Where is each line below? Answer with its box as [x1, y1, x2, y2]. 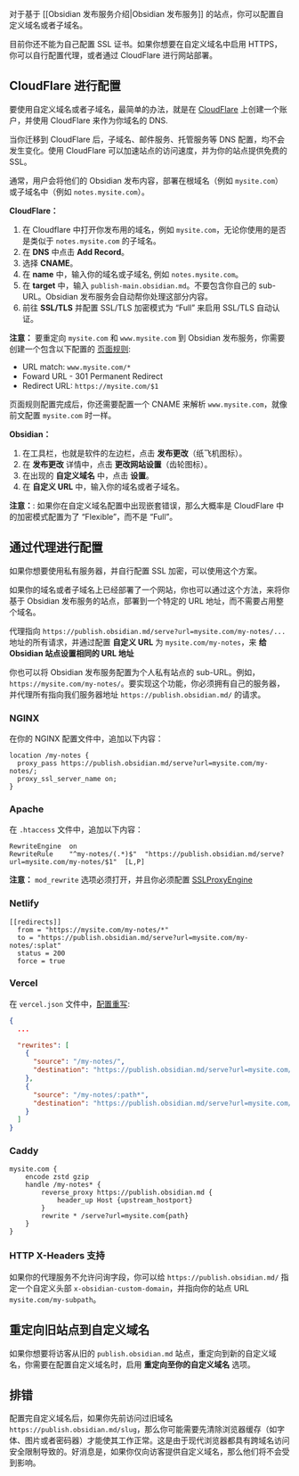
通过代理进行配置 [9, 540, 103, 556]
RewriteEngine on [9, 842, 77, 851]
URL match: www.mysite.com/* [21, 361, 132, 372]
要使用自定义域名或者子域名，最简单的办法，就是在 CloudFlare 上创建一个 [9, 103, 280, 114]
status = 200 [17, 949, 66, 958]
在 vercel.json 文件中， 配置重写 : [9, 998, 131, 1009]
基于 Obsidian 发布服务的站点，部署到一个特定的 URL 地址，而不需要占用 [9, 595, 277, 606]
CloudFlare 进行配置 [9, 78, 122, 94]
